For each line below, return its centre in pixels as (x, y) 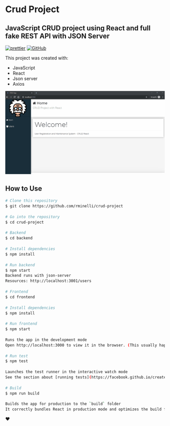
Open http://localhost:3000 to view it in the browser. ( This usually (81, 345)
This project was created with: (37, 58)
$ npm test (17, 361)
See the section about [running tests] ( (49, 377)
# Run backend (20, 265)
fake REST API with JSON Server (57, 36)
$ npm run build (22, 393)
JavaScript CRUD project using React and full (78, 28)
